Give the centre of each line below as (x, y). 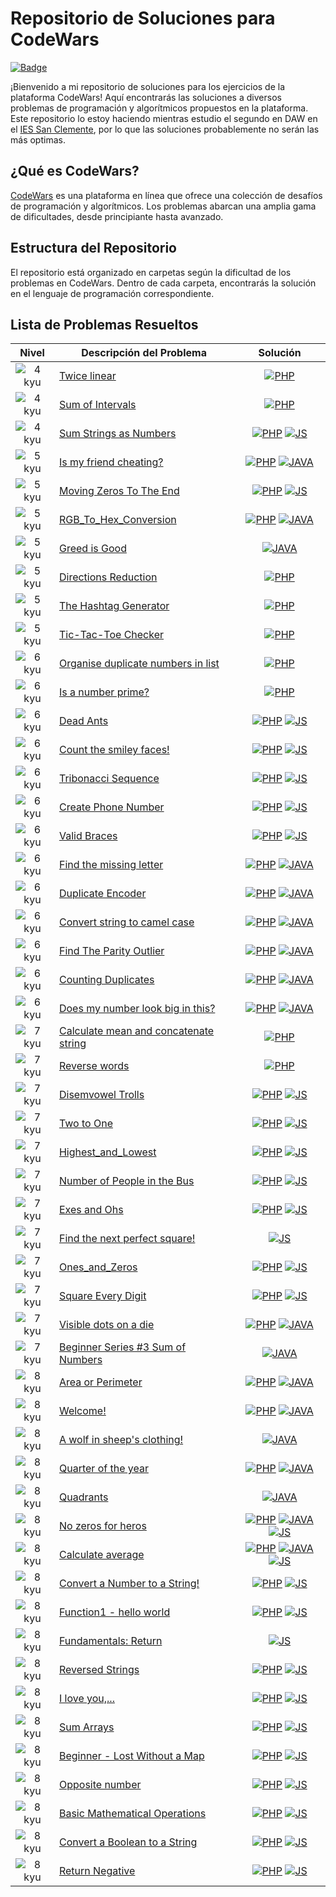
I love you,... (86, 1699)
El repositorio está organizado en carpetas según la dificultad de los (151, 272)
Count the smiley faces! (114, 750)
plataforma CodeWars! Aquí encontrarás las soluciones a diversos (146, 97)
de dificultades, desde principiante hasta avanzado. (117, 216)
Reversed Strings (99, 1670)
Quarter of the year (103, 1469)
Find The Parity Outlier (111, 951)
